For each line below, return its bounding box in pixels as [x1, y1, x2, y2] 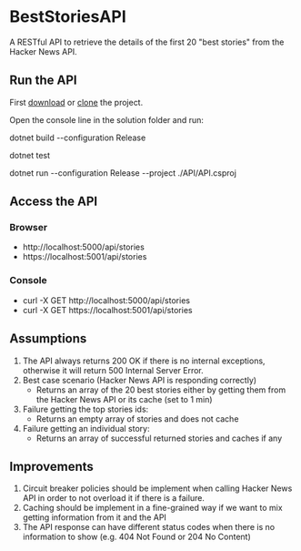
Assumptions [9, 331, 87, 347]
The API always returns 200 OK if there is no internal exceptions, [22, 355, 266, 366]
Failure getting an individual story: [22, 423, 150, 434]
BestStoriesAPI [9, 6, 127, 27]
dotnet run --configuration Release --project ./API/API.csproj [9, 167, 236, 179]
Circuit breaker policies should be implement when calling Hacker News [22, 483, 293, 494]
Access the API [9, 194, 98, 209]
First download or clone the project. [9, 97, 144, 107]
